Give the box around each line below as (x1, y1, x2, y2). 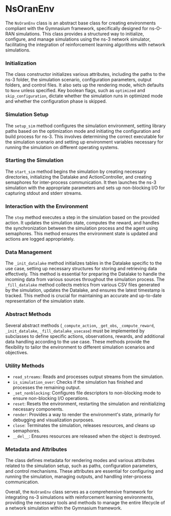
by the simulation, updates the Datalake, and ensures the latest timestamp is (5, 287, 165, 293)
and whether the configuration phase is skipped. (5, 98, 107, 104)
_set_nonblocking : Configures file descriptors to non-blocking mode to (12, 390, 161, 396)
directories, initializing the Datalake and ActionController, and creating (5, 174, 152, 180)
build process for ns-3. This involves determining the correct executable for (5, 133, 164, 139)
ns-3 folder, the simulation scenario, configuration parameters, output (5, 77, 152, 83)
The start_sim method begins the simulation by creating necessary (5, 168, 147, 175)
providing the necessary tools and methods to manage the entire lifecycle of (5, 500, 165, 506)
